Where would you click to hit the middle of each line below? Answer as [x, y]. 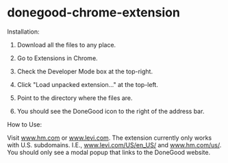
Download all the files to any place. [66, 45]
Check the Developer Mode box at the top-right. [85, 71]
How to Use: [25, 124]
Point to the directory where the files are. [75, 98]
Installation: [23, 32]
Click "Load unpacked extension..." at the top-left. [88, 84]
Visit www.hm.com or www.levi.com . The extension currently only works [110, 138]
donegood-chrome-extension [93, 13]
